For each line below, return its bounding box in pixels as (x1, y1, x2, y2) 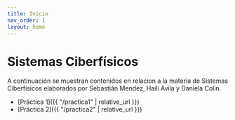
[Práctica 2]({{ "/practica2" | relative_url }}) (17, 105, 142, 114)
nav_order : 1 (7, 17, 46, 24)
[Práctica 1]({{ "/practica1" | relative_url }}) (17, 98, 140, 106)
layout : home (7, 23, 46, 30)
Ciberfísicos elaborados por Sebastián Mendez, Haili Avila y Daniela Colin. (7, 84, 222, 93)
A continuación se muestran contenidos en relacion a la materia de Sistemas (7, 76, 229, 85)
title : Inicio (7, 10, 49, 18)
